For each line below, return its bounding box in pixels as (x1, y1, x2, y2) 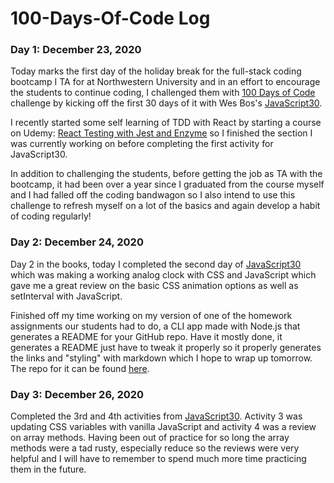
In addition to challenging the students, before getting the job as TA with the (10, 168, 323, 180)
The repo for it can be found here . (10, 362, 150, 374)
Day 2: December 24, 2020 (10, 235, 144, 249)
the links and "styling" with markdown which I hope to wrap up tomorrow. (10, 352, 313, 364)
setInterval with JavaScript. (10, 290, 123, 302)
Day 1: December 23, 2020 (10, 43, 142, 57)
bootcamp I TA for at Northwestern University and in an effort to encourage (10, 76, 321, 88)
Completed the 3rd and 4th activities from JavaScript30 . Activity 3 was (10, 410, 303, 422)
